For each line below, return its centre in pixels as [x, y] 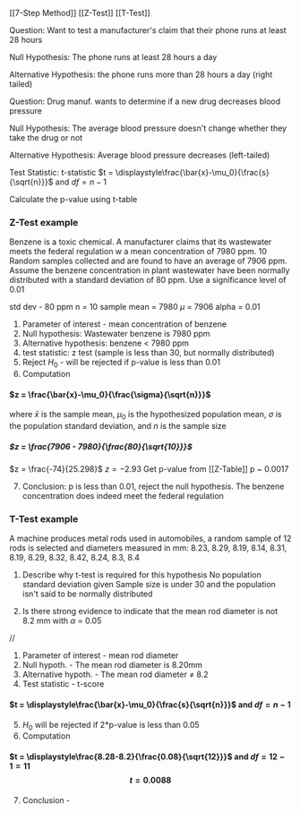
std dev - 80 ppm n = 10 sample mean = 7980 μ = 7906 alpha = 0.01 [135, 307]
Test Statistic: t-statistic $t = [61, 172]
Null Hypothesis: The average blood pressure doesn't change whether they [148, 128]
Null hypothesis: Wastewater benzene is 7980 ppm [116, 334]
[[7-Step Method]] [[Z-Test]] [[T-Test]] [80, 13]
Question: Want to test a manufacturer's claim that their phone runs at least [148, 30]
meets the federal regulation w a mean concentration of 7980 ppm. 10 [138, 252]
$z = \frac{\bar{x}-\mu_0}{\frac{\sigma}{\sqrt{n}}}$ [110, 394]
